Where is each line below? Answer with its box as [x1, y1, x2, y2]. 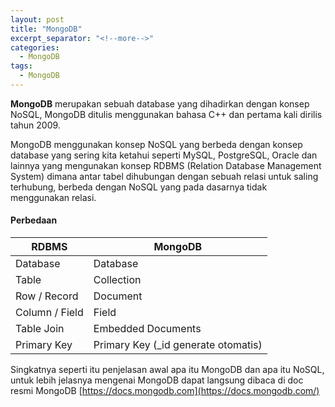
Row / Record [15, 289, 79, 303]
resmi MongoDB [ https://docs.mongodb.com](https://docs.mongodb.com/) [10, 385, 320, 397]
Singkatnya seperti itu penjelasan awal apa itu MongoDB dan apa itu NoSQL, [10, 364, 325, 376]
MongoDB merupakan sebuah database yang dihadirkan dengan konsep [10, 97, 310, 110]
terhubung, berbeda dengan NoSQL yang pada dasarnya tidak [10, 181, 268, 193]
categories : [10, 42, 60, 53]
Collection [93, 273, 142, 287]
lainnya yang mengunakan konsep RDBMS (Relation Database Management [10, 159, 322, 171]
